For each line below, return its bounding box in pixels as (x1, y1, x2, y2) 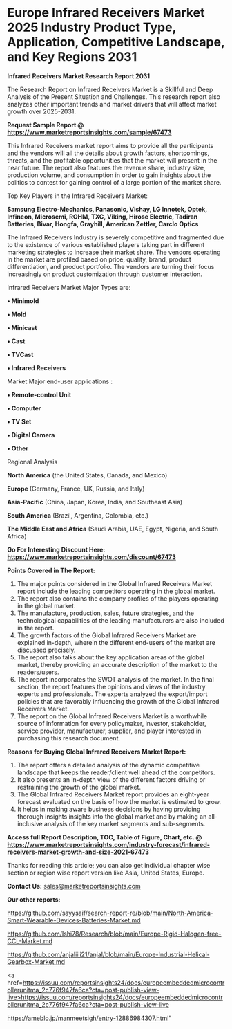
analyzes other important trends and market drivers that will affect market (7, 100, 217, 108)
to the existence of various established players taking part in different (7, 240, 205, 248)
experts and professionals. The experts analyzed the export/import (17, 690, 208, 698)
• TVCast (7, 350, 34, 358)
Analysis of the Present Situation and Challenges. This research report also (7, 92, 221, 101)
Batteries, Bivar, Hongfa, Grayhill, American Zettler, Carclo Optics (7, 219, 199, 228)
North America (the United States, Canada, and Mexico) (7, 471, 168, 479)
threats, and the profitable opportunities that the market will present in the (7, 156, 217, 164)
